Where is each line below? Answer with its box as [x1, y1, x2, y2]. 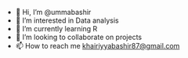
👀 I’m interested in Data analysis [15, 16, 119, 25]
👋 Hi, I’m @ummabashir [15, 8, 92, 16]
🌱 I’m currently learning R [15, 24, 98, 33]
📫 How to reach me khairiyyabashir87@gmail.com [15, 42, 180, 50]
